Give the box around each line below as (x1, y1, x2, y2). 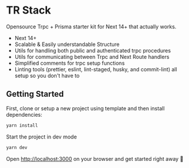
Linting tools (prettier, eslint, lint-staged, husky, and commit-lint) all (14, 65, 178, 73)
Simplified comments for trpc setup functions (14, 60, 125, 67)
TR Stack (6, 4, 51, 17)
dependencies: (6, 111, 42, 118)
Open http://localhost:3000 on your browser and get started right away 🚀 (6, 155, 184, 162)
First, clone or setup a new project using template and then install (6, 104, 165, 112)
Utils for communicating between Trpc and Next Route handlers (14, 53, 170, 60)
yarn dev (6, 144, 28, 150)
